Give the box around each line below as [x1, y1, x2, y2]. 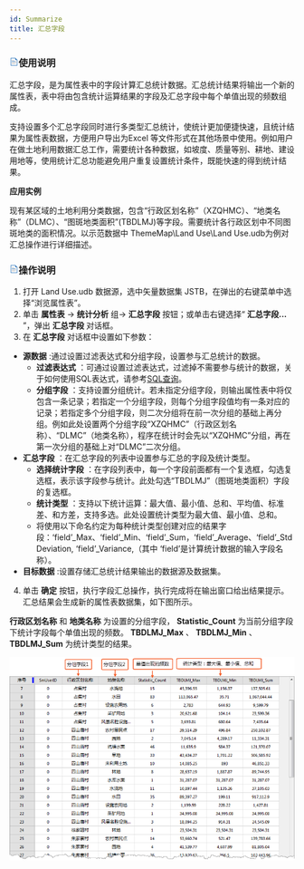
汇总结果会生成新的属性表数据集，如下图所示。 [22, 596, 197, 607]
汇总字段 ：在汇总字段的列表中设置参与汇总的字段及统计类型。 [22, 453, 255, 464]
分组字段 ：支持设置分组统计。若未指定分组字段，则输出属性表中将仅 [35, 385, 292, 396]
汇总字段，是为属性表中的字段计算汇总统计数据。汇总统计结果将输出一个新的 [9, 79, 295, 90]
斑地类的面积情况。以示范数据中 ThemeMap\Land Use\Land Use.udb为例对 [9, 227, 290, 238]
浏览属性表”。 [33, 297, 86, 308]
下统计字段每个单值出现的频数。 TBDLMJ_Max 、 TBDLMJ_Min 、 [9, 627, 258, 638]
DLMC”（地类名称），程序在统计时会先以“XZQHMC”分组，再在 [59, 430, 291, 441]
